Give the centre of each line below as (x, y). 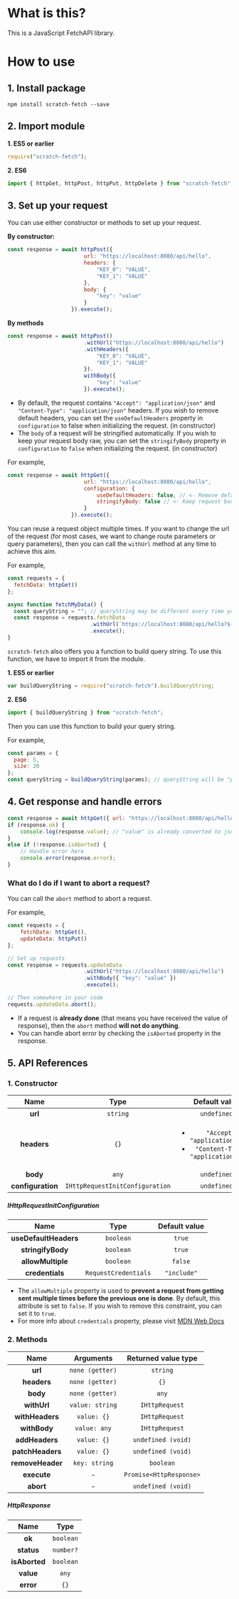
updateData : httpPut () (54, 939)
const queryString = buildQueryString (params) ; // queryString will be (116, 780)
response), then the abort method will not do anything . (99, 1025)
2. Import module (46, 126)
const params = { (33, 753)
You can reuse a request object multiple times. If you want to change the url (118, 529)
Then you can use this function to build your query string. (92, 726)
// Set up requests (36, 958)
